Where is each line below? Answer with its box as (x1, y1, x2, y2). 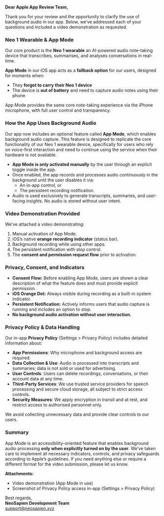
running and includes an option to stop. (12, 307, 92, 313)
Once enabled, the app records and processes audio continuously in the (12, 172, 158, 177)
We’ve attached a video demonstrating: (5, 221, 85, 227)
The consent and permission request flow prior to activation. (12, 252, 137, 258)
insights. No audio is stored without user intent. (26, 198, 121, 203)
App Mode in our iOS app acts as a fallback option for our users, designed (5, 67, 157, 73)
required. (12, 355, 31, 361)
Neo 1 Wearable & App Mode (5, 36, 74, 43)
